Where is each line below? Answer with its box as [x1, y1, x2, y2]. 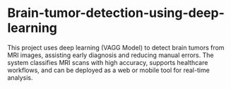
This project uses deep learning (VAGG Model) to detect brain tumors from [7, 43, 225, 52]
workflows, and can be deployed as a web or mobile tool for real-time [7, 66, 210, 74]
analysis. [7, 73, 33, 82]
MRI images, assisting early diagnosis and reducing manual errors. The [7, 51, 214, 59]
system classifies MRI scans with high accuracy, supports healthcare [7, 58, 208, 66]
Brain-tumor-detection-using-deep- [7, 5, 225, 21]
